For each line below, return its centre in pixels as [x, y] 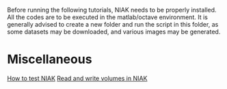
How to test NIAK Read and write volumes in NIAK [77, 78]
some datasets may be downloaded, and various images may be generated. [114, 31]
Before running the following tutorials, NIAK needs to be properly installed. [112, 10]
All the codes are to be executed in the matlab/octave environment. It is [108, 17]
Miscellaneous [50, 59]
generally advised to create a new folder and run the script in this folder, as [113, 24]
